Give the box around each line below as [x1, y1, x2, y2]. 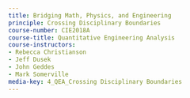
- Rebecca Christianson [8, 48, 87, 56]
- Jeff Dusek [8, 56, 51, 64]
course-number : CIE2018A [8, 26, 90, 34]
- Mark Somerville [8, 70, 69, 78]
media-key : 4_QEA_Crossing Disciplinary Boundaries [8, 77, 182, 85]
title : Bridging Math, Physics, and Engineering [8, 11, 172, 20]
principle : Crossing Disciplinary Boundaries [8, 19, 161, 27]
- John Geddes [8, 63, 55, 71]
